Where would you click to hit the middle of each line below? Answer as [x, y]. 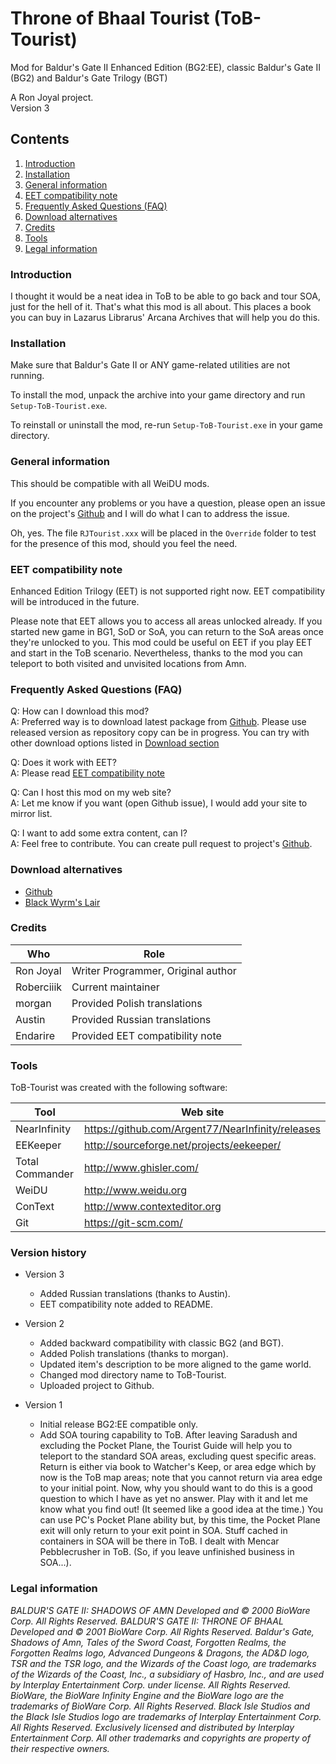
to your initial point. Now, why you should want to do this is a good [176, 1488]
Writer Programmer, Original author [154, 970]
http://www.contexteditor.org [153, 1207]
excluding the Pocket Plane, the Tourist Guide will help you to [166, 1446]
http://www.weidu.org [135, 1190]
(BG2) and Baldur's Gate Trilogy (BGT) [89, 78]
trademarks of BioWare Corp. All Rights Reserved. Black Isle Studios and [160, 1706]
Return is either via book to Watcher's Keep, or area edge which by [178, 1467]
